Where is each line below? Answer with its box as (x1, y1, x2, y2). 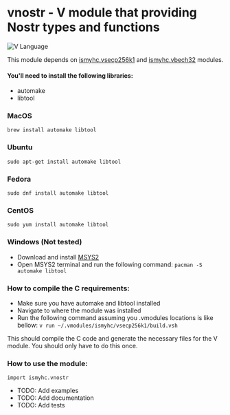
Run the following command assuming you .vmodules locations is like (16, 313, 214, 321)
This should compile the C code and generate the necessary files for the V (7, 334, 218, 342)
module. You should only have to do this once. (7, 341, 138, 350)
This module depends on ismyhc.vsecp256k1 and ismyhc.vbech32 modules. (7, 55, 224, 63)
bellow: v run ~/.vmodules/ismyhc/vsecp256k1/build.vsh (16, 321, 179, 329)
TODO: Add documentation (16, 394, 94, 402)
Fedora (7, 174, 32, 184)
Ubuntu (7, 142, 33, 152)
